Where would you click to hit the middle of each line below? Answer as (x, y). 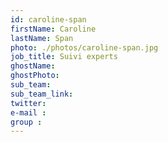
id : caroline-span (48, 19)
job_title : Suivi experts (64, 57)
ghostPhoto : (35, 76)
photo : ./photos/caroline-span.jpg (84, 47)
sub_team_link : (42, 94)
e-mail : (28, 112)
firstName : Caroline (53, 29)
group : (26, 122)
